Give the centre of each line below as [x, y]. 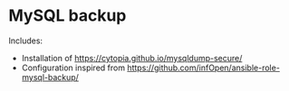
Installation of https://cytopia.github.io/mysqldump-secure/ [132, 58]
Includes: [25, 41]
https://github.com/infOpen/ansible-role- [203, 68]
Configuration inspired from [73, 68]
